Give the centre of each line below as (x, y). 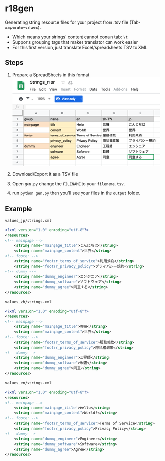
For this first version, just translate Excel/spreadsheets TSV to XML (80, 47)
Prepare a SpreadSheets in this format (51, 75)
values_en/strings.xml (28, 383)
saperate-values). (23, 27)
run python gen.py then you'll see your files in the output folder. (76, 193)
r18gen (20, 9)
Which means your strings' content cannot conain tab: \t (70, 37)
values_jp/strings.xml (28, 221)
